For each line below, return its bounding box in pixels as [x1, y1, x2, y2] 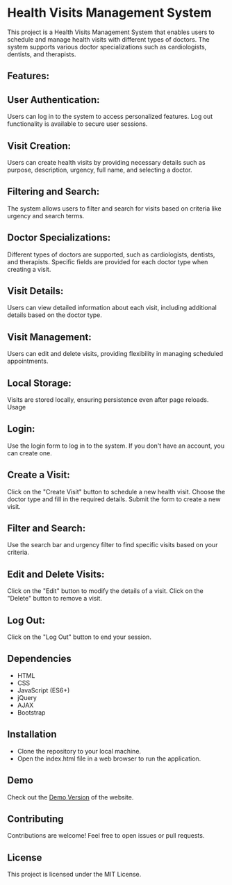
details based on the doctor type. [7, 311, 103, 319]
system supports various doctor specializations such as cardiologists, [7, 42, 207, 51]
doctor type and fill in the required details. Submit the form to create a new [7, 495, 221, 503]
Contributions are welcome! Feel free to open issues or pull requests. [7, 831, 205, 840]
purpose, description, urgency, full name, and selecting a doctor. [7, 165, 192, 174]
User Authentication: [7, 94, 100, 106]
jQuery [17, 693, 37, 701]
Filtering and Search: [7, 186, 100, 197]
